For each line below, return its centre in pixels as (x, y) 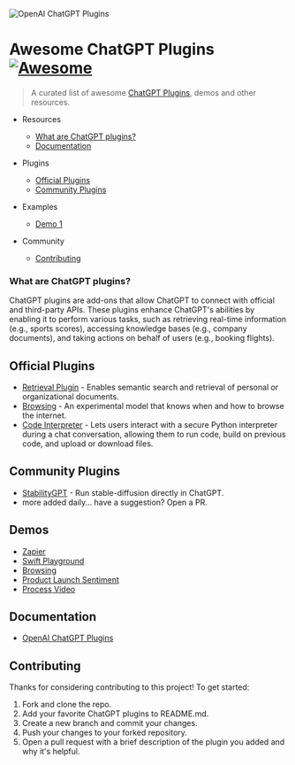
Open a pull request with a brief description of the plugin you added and (153, 742)
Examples (40, 206)
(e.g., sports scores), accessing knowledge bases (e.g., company (128, 328)
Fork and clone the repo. (67, 705)
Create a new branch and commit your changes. (110, 723)
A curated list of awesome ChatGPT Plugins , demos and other (144, 92)
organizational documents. (70, 397)
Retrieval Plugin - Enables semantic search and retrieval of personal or (150, 387)
